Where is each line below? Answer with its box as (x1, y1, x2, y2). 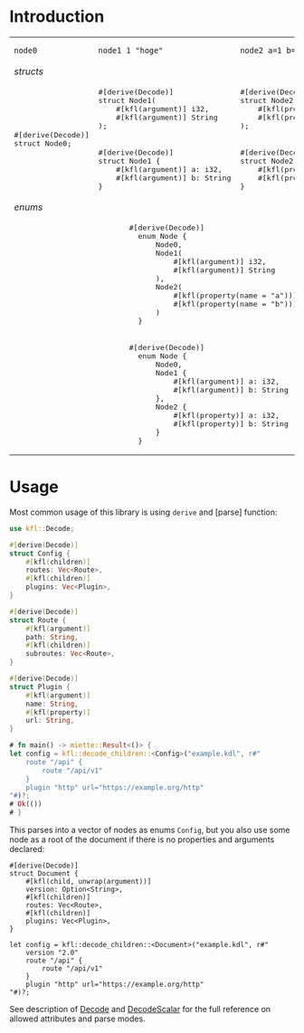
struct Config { (9, 549, 71, 558)
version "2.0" (25, 948, 79, 957)
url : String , (25, 716, 75, 725)
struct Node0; (14, 138, 72, 148)
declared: (9, 844, 45, 854)
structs (14, 65, 43, 78)
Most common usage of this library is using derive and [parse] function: (9, 507, 278, 517)
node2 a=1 (239, 45, 282, 55)
